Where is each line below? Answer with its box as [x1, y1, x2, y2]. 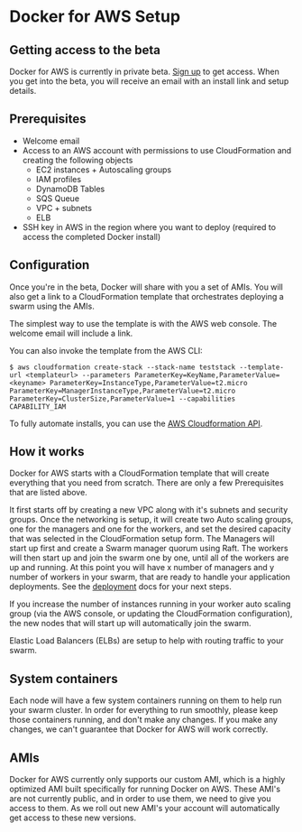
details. [9, 86, 37, 96]
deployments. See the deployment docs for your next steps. [9, 581, 232, 592]
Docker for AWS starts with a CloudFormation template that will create [9, 467, 270, 479]
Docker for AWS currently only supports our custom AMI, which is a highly [9, 774, 286, 785]
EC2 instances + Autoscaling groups [35, 164, 172, 175]
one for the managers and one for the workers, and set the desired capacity [9, 523, 291, 534]
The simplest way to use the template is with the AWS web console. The [9, 318, 278, 328]
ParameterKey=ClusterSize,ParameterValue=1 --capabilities [9, 394, 236, 403]
